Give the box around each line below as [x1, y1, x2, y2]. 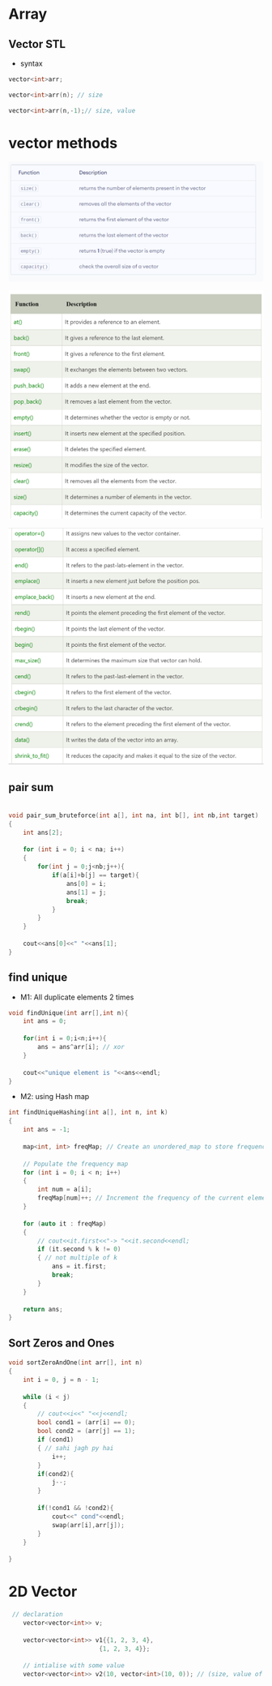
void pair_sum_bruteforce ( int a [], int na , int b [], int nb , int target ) [8, 811, 259, 819]
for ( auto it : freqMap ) [23, 1219, 107, 1228]
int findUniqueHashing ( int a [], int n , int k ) [8, 1108, 168, 1117]
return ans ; [23, 1305, 63, 1313]
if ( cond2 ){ [37, 1470, 74, 1478]
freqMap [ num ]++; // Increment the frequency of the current [37, 1194, 244, 1202]
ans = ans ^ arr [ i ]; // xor [37, 1043, 125, 1051]
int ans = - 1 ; [23, 1126, 70, 1134]
